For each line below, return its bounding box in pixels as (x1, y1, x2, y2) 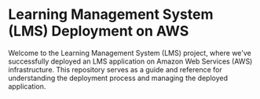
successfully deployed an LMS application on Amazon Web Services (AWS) (8, 57, 253, 66)
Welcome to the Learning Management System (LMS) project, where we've (8, 48, 251, 57)
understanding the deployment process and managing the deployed (8, 73, 229, 82)
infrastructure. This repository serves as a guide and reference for (8, 64, 222, 74)
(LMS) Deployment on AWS (8, 22, 189, 40)
